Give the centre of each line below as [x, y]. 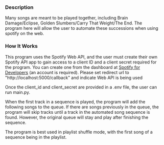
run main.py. [18, 92]
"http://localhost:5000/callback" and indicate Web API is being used [74, 78]
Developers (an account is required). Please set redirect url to [67, 72]
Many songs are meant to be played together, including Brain [67, 18]
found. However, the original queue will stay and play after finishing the [77, 117]
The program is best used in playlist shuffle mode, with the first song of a [79, 132]
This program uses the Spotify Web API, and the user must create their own [81, 57]
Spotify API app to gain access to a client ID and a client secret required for [81, 62]
